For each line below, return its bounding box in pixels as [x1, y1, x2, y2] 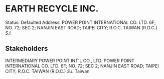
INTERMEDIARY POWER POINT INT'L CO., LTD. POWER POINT [5, 58, 134, 64]
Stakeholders [5, 44, 48, 53]
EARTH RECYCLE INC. [5, 3, 99, 14]
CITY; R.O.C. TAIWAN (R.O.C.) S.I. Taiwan [5, 68, 90, 74]
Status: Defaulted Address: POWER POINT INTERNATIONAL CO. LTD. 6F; [5, 19, 156, 25]
